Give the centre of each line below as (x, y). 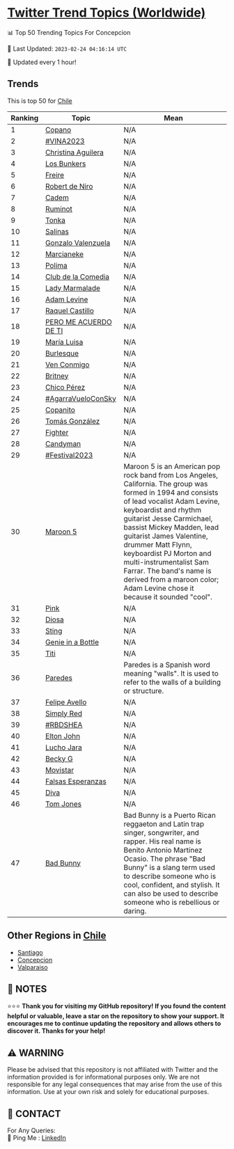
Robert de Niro (69, 186)
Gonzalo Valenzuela (78, 243)
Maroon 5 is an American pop (172, 466)
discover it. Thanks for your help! (56, 1031)
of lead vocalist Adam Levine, (172, 501)
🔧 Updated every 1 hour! (42, 62)
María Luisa (64, 342)
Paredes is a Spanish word (167, 665)
